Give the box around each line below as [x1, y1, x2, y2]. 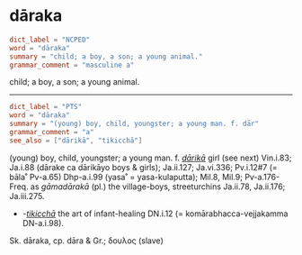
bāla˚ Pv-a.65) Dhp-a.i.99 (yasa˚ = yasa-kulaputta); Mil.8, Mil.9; [9, 171, 243, 182]
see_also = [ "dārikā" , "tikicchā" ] [9, 136, 143, 145]
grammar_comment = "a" [9, 128, 94, 137]
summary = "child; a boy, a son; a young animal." [9, 51, 203, 61]
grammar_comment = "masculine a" [9, 60, 135, 69]
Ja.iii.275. [9, 190, 45, 201]
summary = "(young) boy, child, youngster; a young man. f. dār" [9, 119, 259, 129]
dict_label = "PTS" [9, 103, 83, 112]
